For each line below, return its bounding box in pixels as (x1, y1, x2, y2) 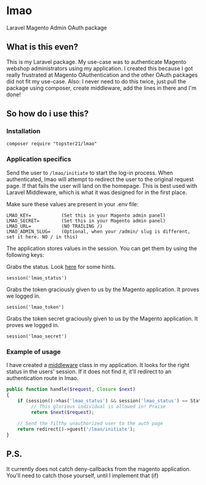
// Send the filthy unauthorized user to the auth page (17, 421, 164, 427)
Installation (6, 127, 41, 136)
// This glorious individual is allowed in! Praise (31, 403, 166, 409)
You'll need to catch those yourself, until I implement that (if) (6, 471, 159, 479)
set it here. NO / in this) (6, 234, 78, 240)
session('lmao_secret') (6, 333, 67, 340)
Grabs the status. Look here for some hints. (6, 263, 116, 270)
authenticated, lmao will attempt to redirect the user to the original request (6, 176, 194, 183)
